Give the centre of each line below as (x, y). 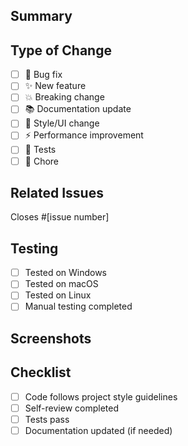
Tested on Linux (58, 295)
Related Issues (57, 192)
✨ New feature (55, 86)
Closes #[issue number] (60, 217)
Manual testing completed (78, 306)
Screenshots (51, 338)
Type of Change (61, 50)
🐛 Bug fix (43, 75)
